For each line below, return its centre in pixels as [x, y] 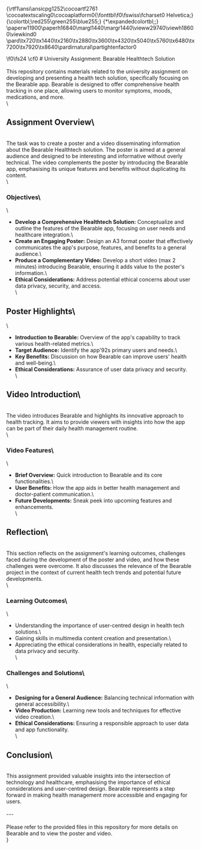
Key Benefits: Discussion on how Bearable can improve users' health [101, 356]
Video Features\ [30, 450]
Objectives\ [23, 197]
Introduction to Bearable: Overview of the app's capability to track [98, 337]
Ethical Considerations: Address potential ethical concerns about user [103, 280]
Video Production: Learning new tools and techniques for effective [98, 711]
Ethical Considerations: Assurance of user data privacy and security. [101, 369]
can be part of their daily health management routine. [72, 428]
